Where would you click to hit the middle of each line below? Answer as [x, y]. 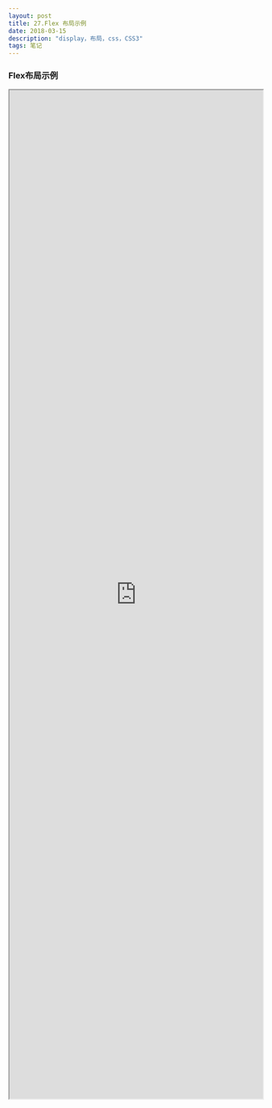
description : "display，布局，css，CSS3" [76, 38]
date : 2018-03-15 [37, 31]
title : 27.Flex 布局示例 [47, 23]
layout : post [30, 16]
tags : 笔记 [25, 46]
